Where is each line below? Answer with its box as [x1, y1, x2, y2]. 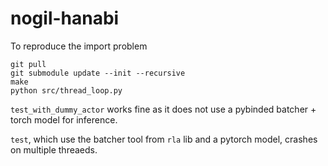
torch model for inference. [10, 113, 118, 126]
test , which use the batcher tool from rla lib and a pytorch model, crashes [10, 133, 318, 145]
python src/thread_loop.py [10, 85, 123, 96]
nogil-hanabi [10, 7, 120, 30]
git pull [10, 59, 47, 69]
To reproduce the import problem [10, 40, 148, 52]
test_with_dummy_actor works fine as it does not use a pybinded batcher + [10, 103, 317, 115]
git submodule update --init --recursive [10, 68, 186, 78]
